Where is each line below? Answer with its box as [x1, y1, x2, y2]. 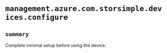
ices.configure [5, 13, 68, 22]
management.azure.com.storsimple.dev [5, 4, 162, 13]
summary [5, 30, 29, 38]
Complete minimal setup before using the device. [5, 43, 106, 48]
